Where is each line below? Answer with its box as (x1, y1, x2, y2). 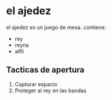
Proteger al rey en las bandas (14, 87, 87, 94)
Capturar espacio (14, 80, 57, 88)
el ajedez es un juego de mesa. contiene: (6, 24, 107, 31)
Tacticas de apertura (6, 65, 85, 75)
